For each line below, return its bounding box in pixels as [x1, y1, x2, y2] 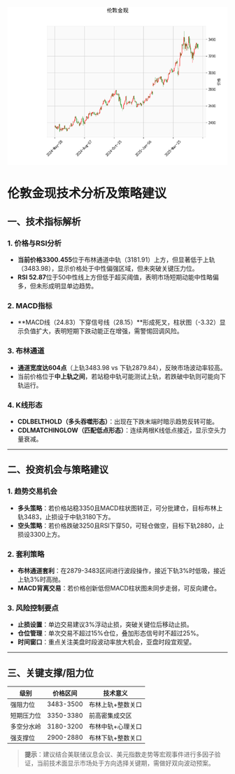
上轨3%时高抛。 [17, 575, 65, 584]
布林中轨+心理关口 [88, 722, 142, 731]
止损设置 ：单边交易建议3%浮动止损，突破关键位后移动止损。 [17, 620, 194, 629]
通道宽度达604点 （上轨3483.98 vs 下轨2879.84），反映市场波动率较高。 [17, 363, 227, 372]
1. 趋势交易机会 [7, 486, 58, 496]
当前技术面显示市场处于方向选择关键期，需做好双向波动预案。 [36, 759, 215, 768]
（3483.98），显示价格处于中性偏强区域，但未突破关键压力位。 [17, 265, 199, 273]
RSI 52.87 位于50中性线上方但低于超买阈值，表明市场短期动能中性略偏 [17, 273, 219, 281]
